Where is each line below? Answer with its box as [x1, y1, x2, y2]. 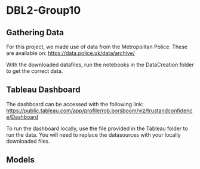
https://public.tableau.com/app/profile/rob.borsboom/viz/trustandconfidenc [6, 107, 193, 114]
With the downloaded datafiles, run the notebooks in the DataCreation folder [6, 61, 194, 68]
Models [6, 155, 35, 165]
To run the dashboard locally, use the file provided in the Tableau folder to [6, 125, 188, 132]
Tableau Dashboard [6, 85, 81, 95]
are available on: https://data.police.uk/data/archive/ [6, 50, 136, 57]
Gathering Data [6, 27, 64, 38]
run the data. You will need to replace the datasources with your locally [6, 131, 181, 138]
